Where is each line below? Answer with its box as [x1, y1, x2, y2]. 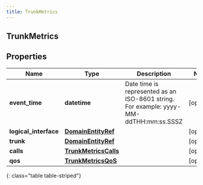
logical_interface [9, 127, 59, 136]
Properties [6, 52, 47, 62]
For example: [124, 102, 162, 110]
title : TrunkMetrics [6, 8, 59, 15]
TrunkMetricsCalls [64, 146, 120, 155]
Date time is [124, 80, 159, 88]
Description [137, 69, 171, 78]
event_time [9, 98, 42, 107]
